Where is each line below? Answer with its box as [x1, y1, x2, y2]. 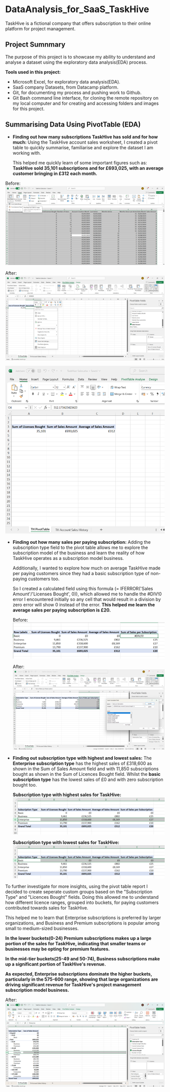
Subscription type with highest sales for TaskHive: [12, 792, 121, 798]
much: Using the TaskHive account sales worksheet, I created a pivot [12, 139, 158, 145]
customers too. [28, 576, 60, 582]
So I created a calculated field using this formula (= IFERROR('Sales [12, 586, 153, 592]
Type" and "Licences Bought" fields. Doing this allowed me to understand [5, 894, 159, 900]
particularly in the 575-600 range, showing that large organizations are [5, 976, 158, 982]
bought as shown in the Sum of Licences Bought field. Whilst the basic [12, 771, 161, 777]
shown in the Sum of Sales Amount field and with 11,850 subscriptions [12, 766, 159, 772]
